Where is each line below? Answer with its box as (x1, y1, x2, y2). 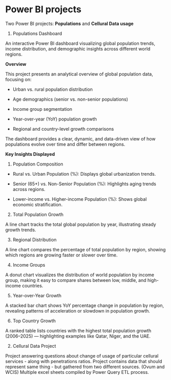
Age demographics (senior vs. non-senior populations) (12, 96, 129, 102)
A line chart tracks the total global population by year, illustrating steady (5, 221, 157, 227)
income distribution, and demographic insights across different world (5, 45, 151, 52)
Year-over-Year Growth (12, 292, 62, 298)
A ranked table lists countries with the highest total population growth (5, 327, 152, 334)
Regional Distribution (12, 236, 57, 243)
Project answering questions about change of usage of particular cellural (5, 352, 159, 359)
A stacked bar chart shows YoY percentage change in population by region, (5, 302, 164, 308)
